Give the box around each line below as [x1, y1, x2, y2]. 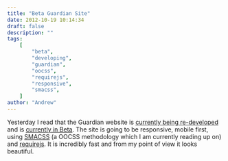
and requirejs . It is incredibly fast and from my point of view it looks [7, 140, 198, 148]
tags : [7, 36, 23, 42]
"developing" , [32, 55, 72, 62]
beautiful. [7, 147, 34, 155]
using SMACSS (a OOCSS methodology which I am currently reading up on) [7, 132, 222, 140]
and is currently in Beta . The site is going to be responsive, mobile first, [7, 125, 209, 134]
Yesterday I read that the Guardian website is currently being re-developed [7, 118, 218, 126]
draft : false [7, 23, 45, 29]
